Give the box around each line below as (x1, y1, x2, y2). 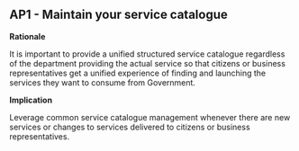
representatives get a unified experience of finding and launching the (9, 67, 267, 78)
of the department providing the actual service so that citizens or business (9, 58, 286, 68)
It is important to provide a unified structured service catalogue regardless (9, 49, 285, 59)
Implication (9, 94, 52, 105)
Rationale (9, 31, 46, 41)
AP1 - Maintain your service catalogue (9, 7, 228, 22)
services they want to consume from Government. (9, 76, 196, 88)
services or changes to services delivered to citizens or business (9, 121, 250, 132)
